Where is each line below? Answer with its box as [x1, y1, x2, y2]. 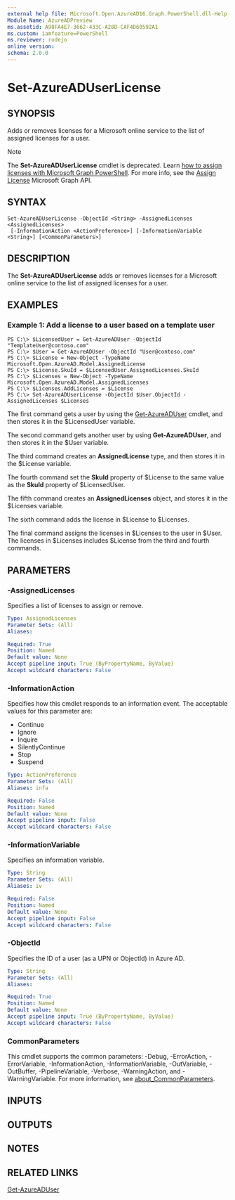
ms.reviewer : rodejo [7, 37, 68, 44]
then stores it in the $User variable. [7, 439, 109, 447]
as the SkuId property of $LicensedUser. [7, 481, 126, 489]
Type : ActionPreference [7, 771, 77, 779]
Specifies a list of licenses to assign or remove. [7, 601, 144, 609]
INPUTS [7, 1095, 42, 1107]
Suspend [17, 758, 44, 766]
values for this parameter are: [7, 707, 93, 716]
